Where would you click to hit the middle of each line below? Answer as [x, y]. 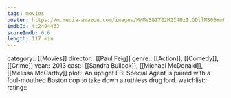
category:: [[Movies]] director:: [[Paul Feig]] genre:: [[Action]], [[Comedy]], [113, 58]
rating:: [17, 88]
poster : [18, 20]
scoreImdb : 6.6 [29, 33]
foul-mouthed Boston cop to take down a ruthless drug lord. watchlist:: [107, 80]
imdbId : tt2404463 [33, 26]
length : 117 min [30, 39]
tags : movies [26, 13]
